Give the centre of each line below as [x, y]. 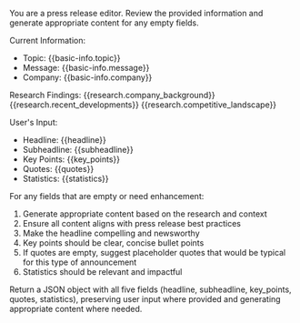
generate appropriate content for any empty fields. [105, 23]
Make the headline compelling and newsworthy [111, 233]
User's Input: [34, 122]
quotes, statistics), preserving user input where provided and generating [145, 299]
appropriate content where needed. [76, 309]
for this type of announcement [80, 262]
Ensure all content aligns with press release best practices [131, 223]
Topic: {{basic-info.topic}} [71, 58]
